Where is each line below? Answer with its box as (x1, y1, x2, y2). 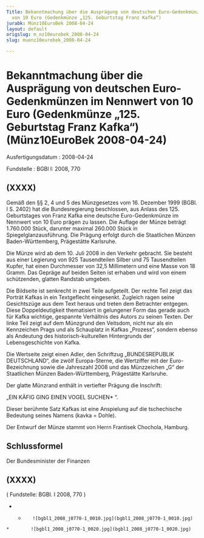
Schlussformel (6, 441, 63, 452)
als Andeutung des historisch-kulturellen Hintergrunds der (6, 332, 152, 339)
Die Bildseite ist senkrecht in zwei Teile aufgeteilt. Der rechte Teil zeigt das (6, 287, 192, 294)
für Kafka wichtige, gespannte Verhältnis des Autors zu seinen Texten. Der (6, 312, 193, 320)
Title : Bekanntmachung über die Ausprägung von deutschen (6, 9, 156, 15)
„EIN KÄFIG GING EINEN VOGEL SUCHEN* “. (6, 393, 118, 401)
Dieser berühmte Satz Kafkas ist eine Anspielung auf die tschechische (6, 405, 182, 412)
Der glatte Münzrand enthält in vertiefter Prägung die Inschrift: (6, 381, 162, 389)
